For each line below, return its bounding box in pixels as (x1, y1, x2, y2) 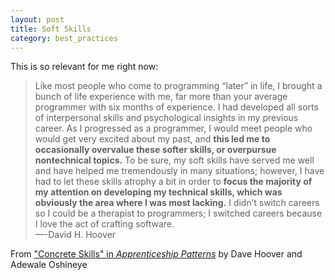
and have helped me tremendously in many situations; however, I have (34, 165, 325, 177)
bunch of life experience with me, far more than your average (34, 91, 288, 103)
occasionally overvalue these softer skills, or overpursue (34, 144, 277, 156)
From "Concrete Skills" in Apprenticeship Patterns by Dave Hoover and (10, 248, 303, 260)
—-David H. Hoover (34, 229, 117, 241)
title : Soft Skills (10, 24, 92, 34)
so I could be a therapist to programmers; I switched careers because (34, 207, 323, 220)
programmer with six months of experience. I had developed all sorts (34, 101, 319, 113)
